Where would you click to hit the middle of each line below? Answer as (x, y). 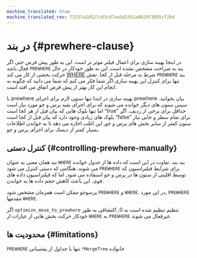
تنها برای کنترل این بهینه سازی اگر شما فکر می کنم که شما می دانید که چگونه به (93, 81)
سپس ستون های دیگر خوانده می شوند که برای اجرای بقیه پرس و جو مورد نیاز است (97, 105)
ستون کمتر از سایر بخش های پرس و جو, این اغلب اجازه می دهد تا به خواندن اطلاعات (99, 123)
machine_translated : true (38, 11)
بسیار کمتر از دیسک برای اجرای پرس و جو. (53, 130)
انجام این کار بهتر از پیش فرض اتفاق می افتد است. (62, 87)
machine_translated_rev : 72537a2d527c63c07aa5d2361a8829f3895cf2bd (91, 17)
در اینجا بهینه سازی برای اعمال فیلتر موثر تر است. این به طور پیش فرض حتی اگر (94, 62)
